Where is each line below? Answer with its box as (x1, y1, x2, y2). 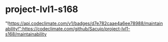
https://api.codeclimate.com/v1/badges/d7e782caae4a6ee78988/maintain (8, 20, 163, 26)
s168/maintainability (5, 31, 47, 37)
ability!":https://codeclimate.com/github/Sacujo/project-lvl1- (5, 25, 130, 31)
